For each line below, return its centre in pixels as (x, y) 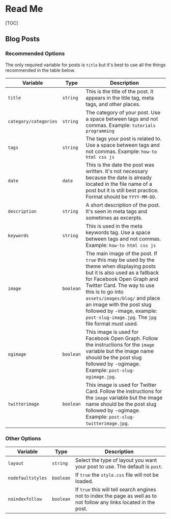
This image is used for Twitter (121, 385)
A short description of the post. (123, 205)
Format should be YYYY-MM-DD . (121, 196)
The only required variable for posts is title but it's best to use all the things (85, 65)
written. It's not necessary (117, 171)
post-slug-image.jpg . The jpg (121, 317)
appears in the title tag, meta (120, 97)
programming (100, 131)
